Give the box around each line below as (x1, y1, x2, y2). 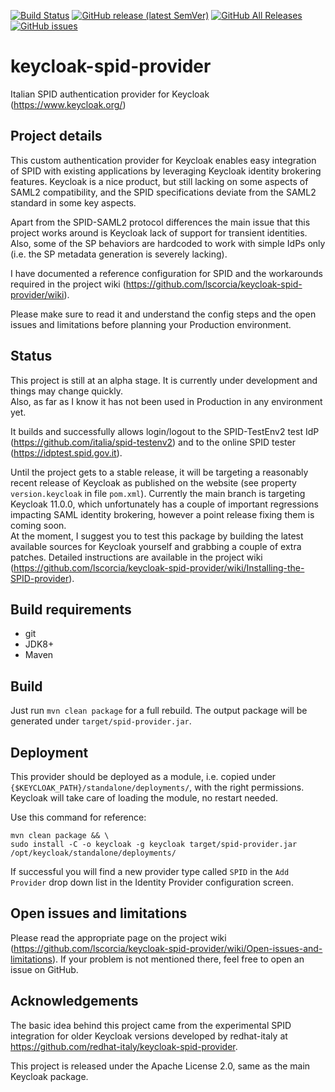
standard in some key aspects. (10, 196, 137, 209)
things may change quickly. (10, 385, 123, 397)
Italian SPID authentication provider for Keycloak (10, 88, 210, 100)
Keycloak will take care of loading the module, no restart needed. (10, 792, 279, 804)
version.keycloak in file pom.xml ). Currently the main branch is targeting (10, 487, 306, 499)
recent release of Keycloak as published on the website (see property (10, 476, 297, 489)
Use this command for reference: (10, 811, 147, 823)
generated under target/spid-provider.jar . (10, 715, 192, 727)
